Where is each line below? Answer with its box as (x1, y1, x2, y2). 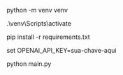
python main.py (6, 60, 52, 68)
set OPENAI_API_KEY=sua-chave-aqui (6, 47, 117, 54)
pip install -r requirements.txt (6, 33, 90, 41)
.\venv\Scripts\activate (6, 19, 71, 27)
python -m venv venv (6, 6, 68, 14)
